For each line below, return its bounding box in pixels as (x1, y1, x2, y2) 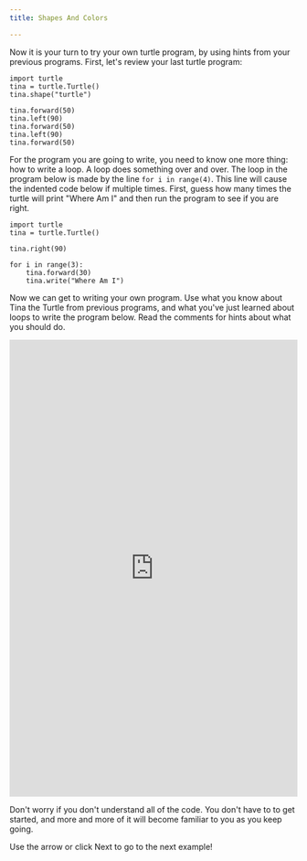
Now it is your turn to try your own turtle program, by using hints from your (9, 47, 291, 58)
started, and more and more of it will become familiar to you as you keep (9, 813, 282, 824)
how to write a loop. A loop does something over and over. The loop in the (9, 164, 288, 175)
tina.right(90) (9, 244, 68, 253)
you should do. (9, 321, 66, 332)
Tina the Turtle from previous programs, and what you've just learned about (9, 302, 295, 313)
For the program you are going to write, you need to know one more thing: (9, 154, 289, 165)
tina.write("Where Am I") (26, 276, 125, 285)
